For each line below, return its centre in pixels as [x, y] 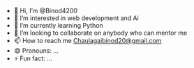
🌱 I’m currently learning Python [58, 25]
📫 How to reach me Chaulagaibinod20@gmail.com [88, 41]
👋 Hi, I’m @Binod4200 [46, 11]
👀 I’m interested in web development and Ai [76, 18]
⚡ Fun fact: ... [33, 58]
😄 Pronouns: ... [36, 51]
